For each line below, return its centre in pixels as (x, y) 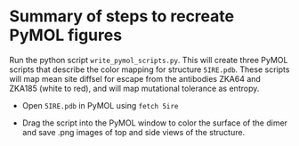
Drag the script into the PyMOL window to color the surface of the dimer (154, 123)
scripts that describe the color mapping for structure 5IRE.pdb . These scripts (149, 69)
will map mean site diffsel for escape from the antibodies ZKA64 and (135, 78)
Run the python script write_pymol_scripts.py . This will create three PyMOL (149, 60)
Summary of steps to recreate (121, 16)
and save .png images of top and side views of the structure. (133, 132)
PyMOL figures (66, 35)
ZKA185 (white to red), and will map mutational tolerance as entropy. (134, 88)
